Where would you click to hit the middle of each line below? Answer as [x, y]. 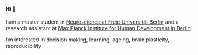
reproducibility [23, 46]
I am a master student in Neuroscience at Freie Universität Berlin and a [92, 22]
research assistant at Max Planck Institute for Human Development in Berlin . [99, 28]
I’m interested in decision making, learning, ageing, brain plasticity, [87, 40]
